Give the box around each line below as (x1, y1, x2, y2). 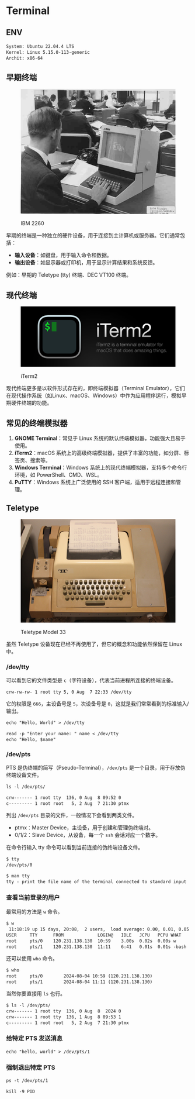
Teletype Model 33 (20, 628, 66, 635)
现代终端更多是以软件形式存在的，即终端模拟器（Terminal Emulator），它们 (6, 385, 186, 392)
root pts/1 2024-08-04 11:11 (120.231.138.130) (6, 979, 153, 985)
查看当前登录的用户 (6, 894, 60, 902)
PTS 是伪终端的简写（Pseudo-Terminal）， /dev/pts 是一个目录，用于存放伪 (6, 764, 186, 771)
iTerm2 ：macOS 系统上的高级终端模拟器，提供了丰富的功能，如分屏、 (14, 449, 184, 457)
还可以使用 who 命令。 (6, 955, 58, 962)
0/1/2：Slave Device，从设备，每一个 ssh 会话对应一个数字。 (14, 832, 161, 839)
